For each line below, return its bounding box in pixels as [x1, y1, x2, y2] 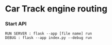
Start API [5, 21, 27, 27]
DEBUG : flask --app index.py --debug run [5, 35, 92, 40]
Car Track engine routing [5, 3, 108, 14]
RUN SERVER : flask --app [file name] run [5, 31, 92, 36]
